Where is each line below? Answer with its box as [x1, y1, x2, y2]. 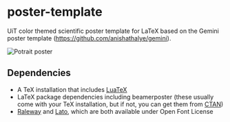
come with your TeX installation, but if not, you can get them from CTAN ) [17, 100, 224, 108]
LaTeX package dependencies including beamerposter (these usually [17, 93, 214, 101]
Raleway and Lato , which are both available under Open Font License [17, 107, 213, 115]
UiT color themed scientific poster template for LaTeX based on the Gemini [7, 27, 219, 35]
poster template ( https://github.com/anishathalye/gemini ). [7, 34, 171, 42]
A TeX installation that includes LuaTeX [17, 85, 127, 93]
